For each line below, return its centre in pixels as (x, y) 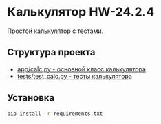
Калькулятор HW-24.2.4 (81, 12)
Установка (31, 98)
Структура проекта (51, 52)
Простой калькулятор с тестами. (55, 31)
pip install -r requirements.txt (55, 114)
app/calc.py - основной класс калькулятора (82, 69)
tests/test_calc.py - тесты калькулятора (75, 76)
